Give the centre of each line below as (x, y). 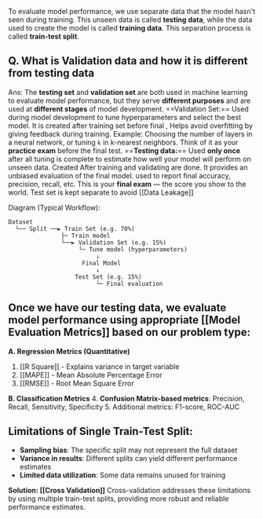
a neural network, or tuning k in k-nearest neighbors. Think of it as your (123, 142)
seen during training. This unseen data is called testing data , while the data (130, 20)
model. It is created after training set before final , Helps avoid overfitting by (131, 126)
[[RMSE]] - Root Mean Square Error (77, 383)
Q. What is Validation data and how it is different (128, 61)
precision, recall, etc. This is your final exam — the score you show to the (127, 184)
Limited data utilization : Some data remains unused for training (122, 475)
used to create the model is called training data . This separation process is (130, 28)
